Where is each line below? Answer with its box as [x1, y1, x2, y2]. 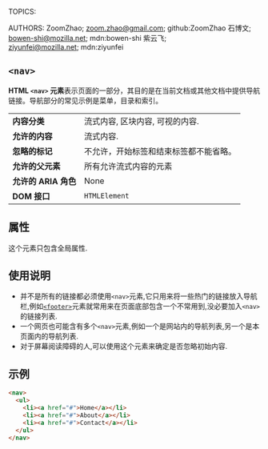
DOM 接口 [12, 190, 50, 202]
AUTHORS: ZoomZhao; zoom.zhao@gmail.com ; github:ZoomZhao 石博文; [8, 23, 252, 33]
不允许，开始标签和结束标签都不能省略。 [83, 146, 237, 157]
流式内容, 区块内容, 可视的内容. [83, 115, 199, 126]
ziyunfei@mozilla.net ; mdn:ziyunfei [8, 42, 124, 51]
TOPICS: [8, 7, 37, 16]
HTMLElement [83, 191, 130, 200]
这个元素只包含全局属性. [8, 243, 88, 253]
